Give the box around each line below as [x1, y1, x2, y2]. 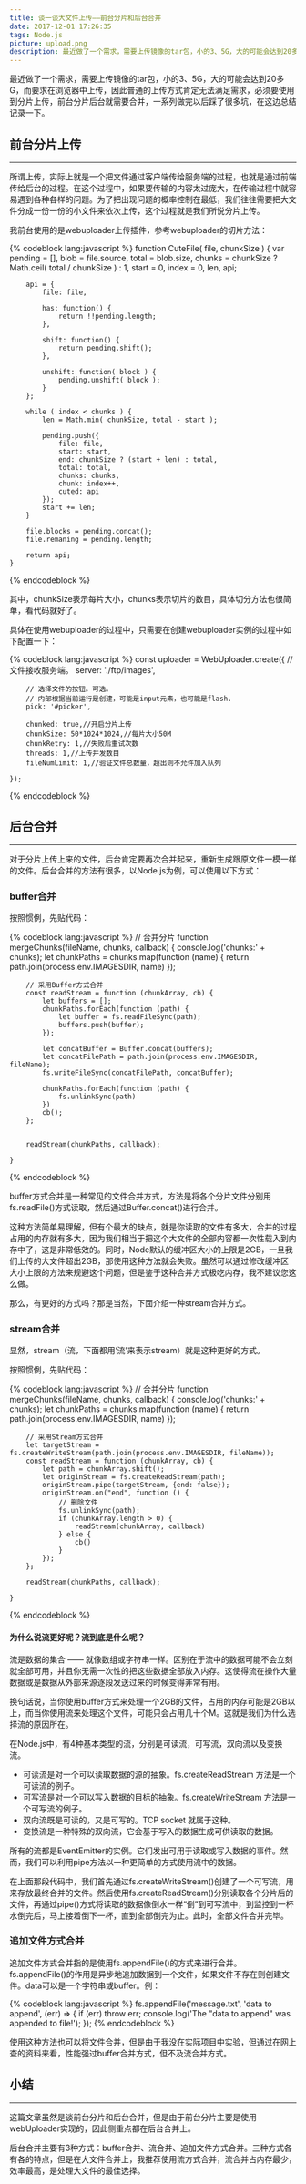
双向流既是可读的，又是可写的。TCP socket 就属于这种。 [22, 1814, 237, 1825]
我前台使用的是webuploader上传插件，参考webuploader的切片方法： [9, 224, 269, 235]
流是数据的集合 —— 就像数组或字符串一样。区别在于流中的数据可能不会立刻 [9, 1654, 293, 1665]
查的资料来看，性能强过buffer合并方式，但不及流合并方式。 [9, 2047, 232, 2058]
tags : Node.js [9, 30, 64, 39]
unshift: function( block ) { [42, 367, 157, 376]
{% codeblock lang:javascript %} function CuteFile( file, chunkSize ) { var [9, 242, 285, 253]
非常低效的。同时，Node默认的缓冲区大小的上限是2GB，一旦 [56, 1244, 285, 1255]
